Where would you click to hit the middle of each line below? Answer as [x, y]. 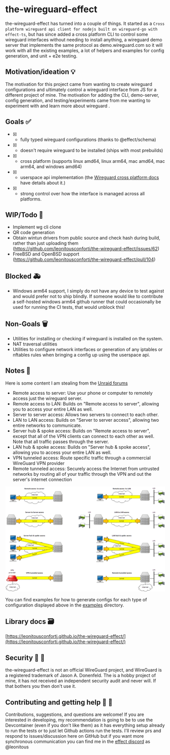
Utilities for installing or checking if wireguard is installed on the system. [88, 339]
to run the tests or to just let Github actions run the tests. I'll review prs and [83, 731]
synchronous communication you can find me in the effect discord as [78, 742]
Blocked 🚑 [23, 276]
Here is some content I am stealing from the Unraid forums [66, 383]
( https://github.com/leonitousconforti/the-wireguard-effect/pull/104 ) [84, 259]
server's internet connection [42, 479]
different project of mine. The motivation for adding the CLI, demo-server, [82, 95]
